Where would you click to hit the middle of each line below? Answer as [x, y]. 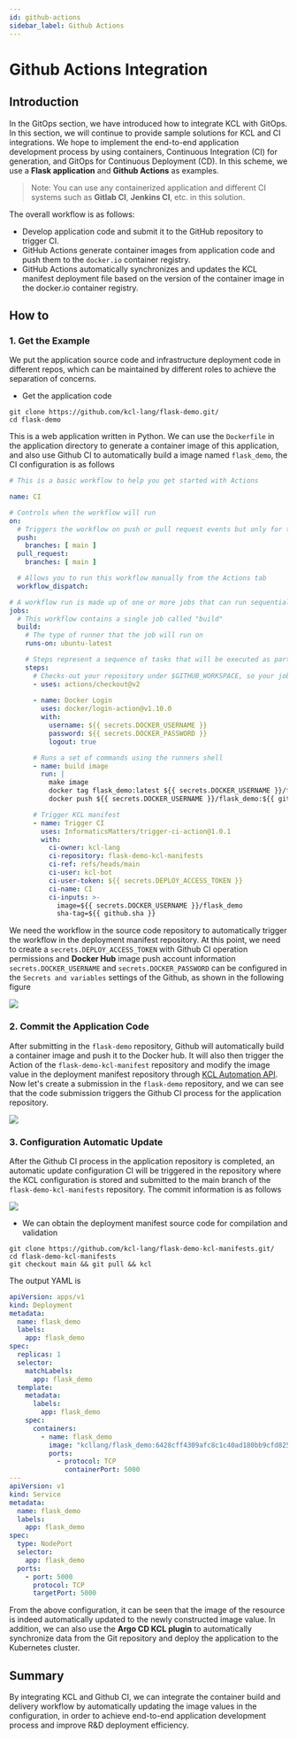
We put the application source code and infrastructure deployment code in [145, 360]
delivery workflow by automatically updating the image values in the [133, 1706]
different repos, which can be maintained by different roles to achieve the [143, 369]
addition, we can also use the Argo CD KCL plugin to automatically [130, 1629]
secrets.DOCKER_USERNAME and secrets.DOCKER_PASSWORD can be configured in [148, 968]
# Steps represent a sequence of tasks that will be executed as [148, 660]
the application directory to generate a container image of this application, [144, 446]
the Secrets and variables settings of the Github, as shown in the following [147, 978]
